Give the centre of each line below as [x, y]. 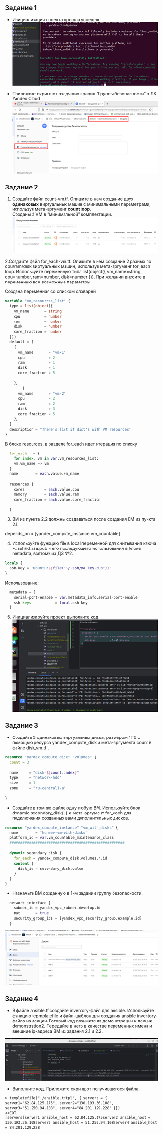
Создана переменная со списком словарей [50, 291]
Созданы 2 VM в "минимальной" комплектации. [62, 214]
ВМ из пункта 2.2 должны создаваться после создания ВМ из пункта [84, 519]
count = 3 [19, 762]
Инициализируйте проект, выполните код [55, 617]
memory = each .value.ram [46, 494]
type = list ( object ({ [31, 306]
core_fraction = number [38, 332]
